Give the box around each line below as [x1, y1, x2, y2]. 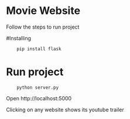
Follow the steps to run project [6, 23, 80, 30]
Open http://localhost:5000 [6, 94, 72, 101]
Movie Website [6, 4, 81, 17]
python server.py [16, 85, 59, 90]
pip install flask [16, 45, 61, 52]
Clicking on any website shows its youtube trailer [6, 106, 124, 113]
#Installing [6, 34, 31, 41]
